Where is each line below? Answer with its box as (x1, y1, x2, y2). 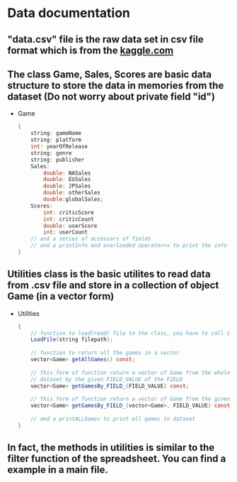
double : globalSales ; (43, 196, 104, 203)
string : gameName (30, 130, 81, 137)
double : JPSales (43, 182, 91, 190)
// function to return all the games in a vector (30, 349, 180, 356)
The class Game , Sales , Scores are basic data (7, 68, 212, 80)
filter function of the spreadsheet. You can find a (7, 453, 226, 465)
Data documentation (7, 5, 131, 21)
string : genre (30, 149, 72, 157)
